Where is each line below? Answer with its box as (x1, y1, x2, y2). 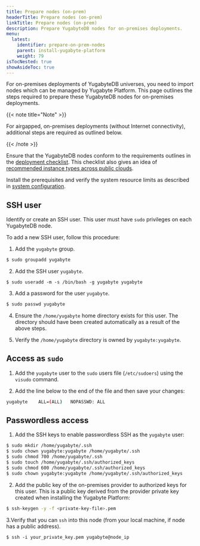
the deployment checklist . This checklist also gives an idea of (6, 159, 158, 166)
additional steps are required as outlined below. (6, 129, 123, 136)
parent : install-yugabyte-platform (17, 48, 106, 54)
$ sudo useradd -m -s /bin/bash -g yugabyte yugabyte (6, 279, 143, 285)
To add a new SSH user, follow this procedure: (6, 234, 121, 241)
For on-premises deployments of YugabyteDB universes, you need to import (6, 81, 194, 88)
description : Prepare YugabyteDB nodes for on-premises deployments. (6, 25, 183, 32)
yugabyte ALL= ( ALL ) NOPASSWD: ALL (6, 399, 106, 405)
